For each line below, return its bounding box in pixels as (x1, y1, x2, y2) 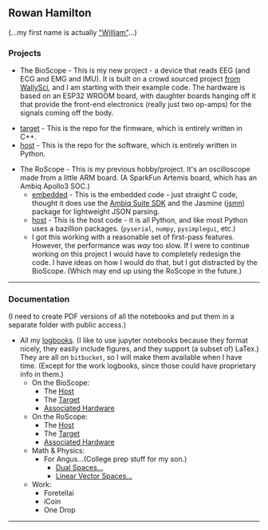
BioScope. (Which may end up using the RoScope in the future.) (31, 267, 242, 276)
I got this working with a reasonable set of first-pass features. (31, 232, 235, 242)
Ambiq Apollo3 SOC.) (19, 181, 90, 191)
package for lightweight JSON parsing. (31, 207, 160, 216)
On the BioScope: (31, 378, 90, 388)
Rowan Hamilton (8, 6, 92, 20)
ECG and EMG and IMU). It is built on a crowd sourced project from (19, 74, 241, 84)
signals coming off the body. (19, 108, 114, 118)
